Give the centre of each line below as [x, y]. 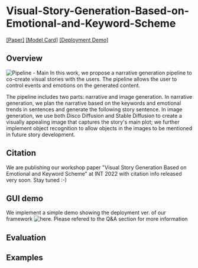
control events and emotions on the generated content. [73, 85]
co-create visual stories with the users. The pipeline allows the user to [92, 79]
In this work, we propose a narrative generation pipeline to [121, 73]
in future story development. [41, 134]
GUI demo [25, 198]
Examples [25, 258]
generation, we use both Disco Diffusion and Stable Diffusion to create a [94, 115]
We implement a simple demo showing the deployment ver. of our [86, 213]
